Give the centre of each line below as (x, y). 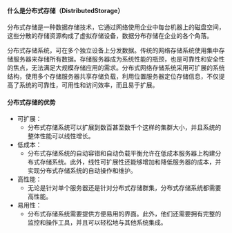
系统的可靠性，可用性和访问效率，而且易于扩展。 (89, 85)
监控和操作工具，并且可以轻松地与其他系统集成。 (97, 223)
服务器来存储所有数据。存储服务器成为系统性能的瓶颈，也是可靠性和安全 (116, 59)
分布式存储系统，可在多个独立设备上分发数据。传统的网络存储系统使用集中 (113, 50)
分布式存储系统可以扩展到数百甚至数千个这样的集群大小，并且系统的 (124, 127)
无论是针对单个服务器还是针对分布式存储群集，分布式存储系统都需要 (124, 188)
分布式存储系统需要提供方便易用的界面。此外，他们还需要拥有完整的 (124, 214)
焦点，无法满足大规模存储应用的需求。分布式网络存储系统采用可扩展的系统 (119, 68)
